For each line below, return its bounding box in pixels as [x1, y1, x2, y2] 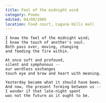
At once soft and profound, [5, 58, 65, 63]
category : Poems [5, 12, 40, 17]
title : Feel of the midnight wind [5, 7, 79, 13]
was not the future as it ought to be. [5, 93, 90, 98]
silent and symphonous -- [5, 62, 60, 67]
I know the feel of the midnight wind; [5, 36, 90, 41]
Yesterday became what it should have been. [5, 80, 101, 85]
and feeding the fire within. [5, 49, 70, 54]
